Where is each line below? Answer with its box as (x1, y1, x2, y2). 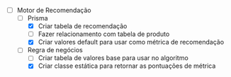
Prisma (27, 14, 48, 23)
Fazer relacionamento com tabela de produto (38, 30, 170, 38)
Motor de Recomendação (16, 6, 91, 14)
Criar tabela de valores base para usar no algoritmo (38, 54, 188, 62)
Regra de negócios (27, 46, 83, 54)
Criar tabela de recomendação (38, 22, 128, 30)
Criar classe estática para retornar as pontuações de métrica (38, 61, 216, 70)
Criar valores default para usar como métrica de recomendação (38, 38, 225, 47)
